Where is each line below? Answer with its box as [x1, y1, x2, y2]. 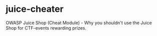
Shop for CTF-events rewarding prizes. [6, 25, 87, 31]
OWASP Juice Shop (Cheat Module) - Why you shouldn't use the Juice [6, 20, 152, 26]
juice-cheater [6, 3, 64, 15]
